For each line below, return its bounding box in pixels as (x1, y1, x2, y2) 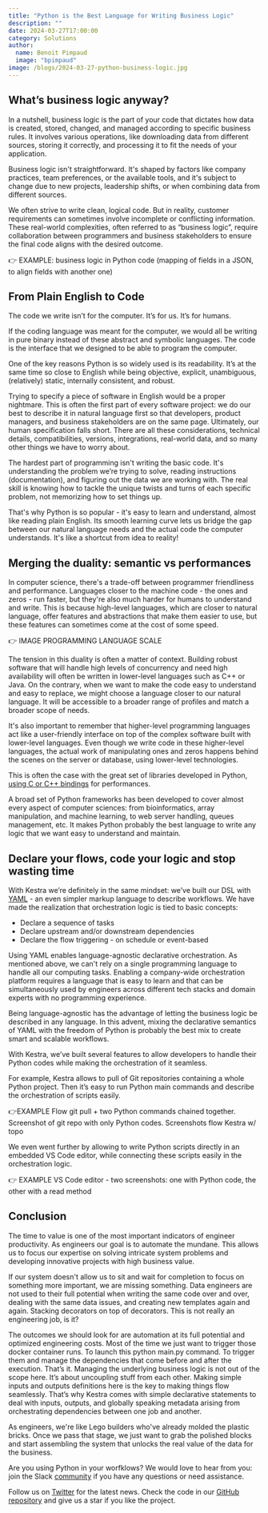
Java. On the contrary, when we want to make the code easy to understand (8, 680, 257, 690)
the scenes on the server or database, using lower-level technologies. (8, 755, 238, 765)
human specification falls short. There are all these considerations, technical (8, 426, 260, 435)
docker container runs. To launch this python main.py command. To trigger (8, 1347, 255, 1356)
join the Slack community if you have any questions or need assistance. (8, 1471, 245, 1481)
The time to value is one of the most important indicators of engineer (8, 1231, 235, 1240)
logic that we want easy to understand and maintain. (8, 829, 182, 839)
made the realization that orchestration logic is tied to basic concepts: (8, 903, 238, 912)
